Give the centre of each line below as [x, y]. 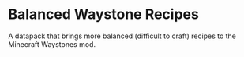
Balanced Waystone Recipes [103, 14]
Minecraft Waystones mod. [52, 44]
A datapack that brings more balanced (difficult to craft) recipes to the [122, 36]
